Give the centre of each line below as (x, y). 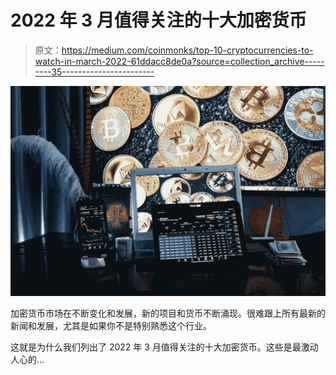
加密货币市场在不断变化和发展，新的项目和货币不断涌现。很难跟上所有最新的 (168, 313)
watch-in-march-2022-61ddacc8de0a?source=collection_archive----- (179, 61)
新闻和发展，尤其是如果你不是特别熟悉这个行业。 (111, 325)
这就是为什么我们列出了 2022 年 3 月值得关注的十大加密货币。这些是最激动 (164, 347)
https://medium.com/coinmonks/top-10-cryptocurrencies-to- (187, 50)
